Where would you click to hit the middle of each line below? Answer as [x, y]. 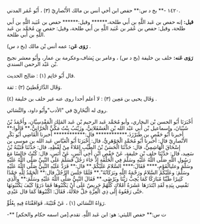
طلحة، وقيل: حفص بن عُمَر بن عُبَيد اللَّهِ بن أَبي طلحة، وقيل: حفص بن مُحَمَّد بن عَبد [96, 28]
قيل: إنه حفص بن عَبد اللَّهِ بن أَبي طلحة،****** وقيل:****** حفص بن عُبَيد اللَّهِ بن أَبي [100, 22]
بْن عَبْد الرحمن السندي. [32, 64]
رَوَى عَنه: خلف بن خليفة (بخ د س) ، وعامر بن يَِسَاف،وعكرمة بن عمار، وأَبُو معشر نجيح [100, 57]
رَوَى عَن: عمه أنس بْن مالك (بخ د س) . [49, 46]
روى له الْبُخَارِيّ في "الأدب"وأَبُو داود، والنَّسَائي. [57, 110]
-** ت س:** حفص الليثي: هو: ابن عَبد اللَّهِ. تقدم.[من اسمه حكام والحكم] [87, 214]
